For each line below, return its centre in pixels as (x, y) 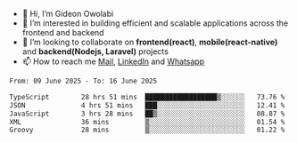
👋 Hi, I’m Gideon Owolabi (68, 14)
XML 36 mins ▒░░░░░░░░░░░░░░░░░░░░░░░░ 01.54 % (147, 122)
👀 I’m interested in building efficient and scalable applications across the (155, 23)
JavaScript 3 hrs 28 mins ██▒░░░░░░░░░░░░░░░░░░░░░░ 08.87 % (147, 114)
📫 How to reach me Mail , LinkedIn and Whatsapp (113, 61)
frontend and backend (63, 32)
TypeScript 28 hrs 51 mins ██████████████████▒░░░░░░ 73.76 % (147, 97)
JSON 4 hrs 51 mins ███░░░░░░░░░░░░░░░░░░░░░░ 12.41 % (147, 105)
